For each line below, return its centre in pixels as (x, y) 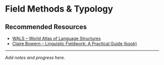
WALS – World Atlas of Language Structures (56, 38)
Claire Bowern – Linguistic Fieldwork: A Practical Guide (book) (74, 44)
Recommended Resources (46, 27)
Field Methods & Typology (59, 9)
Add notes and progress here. (35, 57)
